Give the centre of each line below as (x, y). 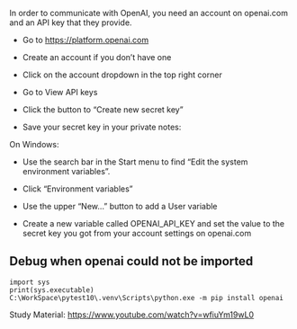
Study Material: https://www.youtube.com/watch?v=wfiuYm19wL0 (132, 315)
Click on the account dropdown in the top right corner (122, 75)
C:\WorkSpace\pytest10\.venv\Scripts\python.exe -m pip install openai (146, 298)
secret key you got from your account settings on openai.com (137, 233)
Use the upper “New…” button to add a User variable (120, 206)
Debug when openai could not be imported (131, 261)
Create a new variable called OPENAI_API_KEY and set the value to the (153, 223)
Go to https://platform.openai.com (85, 40)
